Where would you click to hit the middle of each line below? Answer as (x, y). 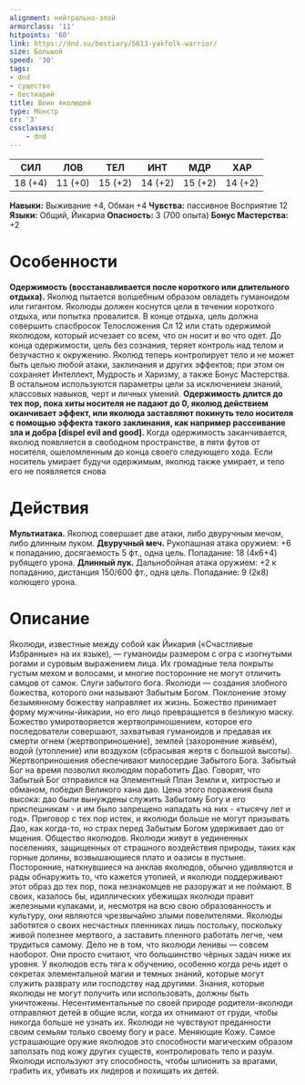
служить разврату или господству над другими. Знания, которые (137, 983)
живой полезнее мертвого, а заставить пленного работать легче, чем (147, 934)
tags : (20, 69)
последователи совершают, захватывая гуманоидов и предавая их (140, 731)
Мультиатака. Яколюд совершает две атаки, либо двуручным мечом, (147, 533)
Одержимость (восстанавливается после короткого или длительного (149, 287)
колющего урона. (43, 581)
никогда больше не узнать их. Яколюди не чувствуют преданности (140, 1022)
